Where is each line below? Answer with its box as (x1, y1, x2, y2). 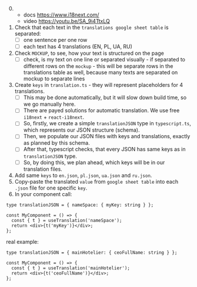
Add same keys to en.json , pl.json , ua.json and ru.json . (14, 171, 152, 179)
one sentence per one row (23, 37, 88, 43)
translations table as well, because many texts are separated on (23, 69, 178, 76)
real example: (6, 238, 39, 245)
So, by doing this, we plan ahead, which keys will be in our (23, 159, 165, 166)
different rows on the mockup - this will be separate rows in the (23, 63, 173, 70)
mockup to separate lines (23, 75, 85, 82)
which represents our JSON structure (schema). (23, 126, 140, 133)
